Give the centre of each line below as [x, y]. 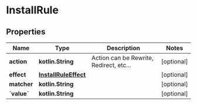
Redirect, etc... [111, 65]
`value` [19, 94]
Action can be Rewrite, [122, 58]
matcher [21, 84]
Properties [26, 32]
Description [123, 48]
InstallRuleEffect [62, 75]
